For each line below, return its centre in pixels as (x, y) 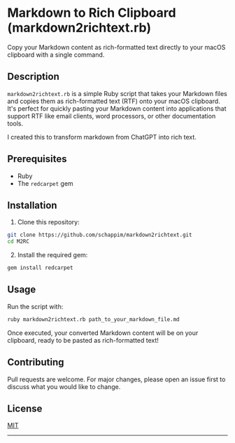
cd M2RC (19, 242)
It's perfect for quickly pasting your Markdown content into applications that (117, 108)
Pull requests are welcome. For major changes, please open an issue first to (116, 379)
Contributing (36, 362)
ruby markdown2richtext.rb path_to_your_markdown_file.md (93, 319)
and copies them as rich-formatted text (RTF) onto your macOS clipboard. (114, 101)
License (25, 408)
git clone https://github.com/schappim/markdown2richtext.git (100, 235)
